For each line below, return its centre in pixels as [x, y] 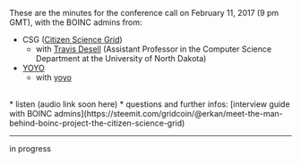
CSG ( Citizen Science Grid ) [72, 40]
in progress [30, 149]
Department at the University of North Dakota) [121, 58]
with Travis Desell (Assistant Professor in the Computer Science [153, 49]
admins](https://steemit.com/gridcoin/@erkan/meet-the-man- [168, 114]
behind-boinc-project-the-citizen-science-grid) [97, 123]
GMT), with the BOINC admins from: [76, 22]
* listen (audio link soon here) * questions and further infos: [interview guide [150, 104]
